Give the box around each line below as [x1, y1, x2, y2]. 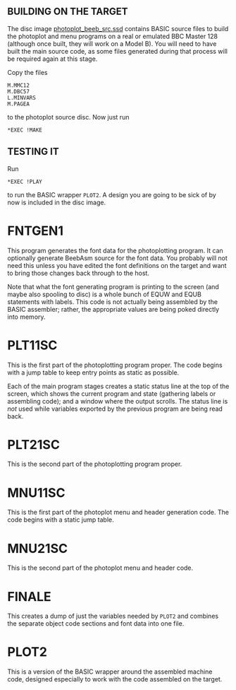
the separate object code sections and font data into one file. [7, 619, 185, 628]
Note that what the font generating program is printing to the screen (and [7, 282, 220, 291]
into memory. [7, 312, 46, 321]
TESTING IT [7, 146, 59, 158]
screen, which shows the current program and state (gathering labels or [7, 389, 216, 398]
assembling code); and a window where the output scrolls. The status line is [7, 397, 228, 405]
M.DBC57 [7, 88, 30, 95]
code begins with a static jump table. [7, 515, 114, 524]
